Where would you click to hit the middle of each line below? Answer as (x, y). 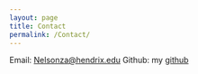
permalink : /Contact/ (50, 34)
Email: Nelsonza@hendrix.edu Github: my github (99, 60)
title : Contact (38, 26)
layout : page (34, 18)
